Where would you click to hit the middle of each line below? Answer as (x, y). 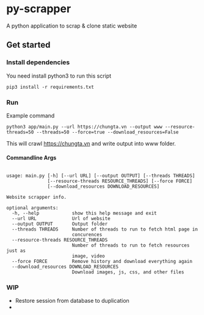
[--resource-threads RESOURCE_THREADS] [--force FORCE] (120, 181)
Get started (28, 45)
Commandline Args (31, 157)
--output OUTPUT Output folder (60, 224)
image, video (88, 256)
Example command (31, 116)
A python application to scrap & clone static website (72, 26)
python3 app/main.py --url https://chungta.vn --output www (85, 127)
